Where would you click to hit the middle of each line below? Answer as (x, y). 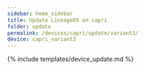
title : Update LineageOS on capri (58, 20)
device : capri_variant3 (42, 40)
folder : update (29, 26)
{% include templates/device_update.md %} (71, 59)
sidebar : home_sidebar (40, 14)
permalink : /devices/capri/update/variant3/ (73, 33)
